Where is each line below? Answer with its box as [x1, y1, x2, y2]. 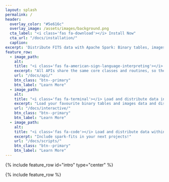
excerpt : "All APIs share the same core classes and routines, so [14, 69, 156, 74]
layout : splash [5, 7, 37, 13]
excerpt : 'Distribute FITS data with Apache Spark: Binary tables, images [5, 45, 165, 50]
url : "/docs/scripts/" [14, 139, 62, 144]
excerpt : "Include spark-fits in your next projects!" [14, 134, 132, 139]
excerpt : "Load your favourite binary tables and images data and [14, 101, 156, 106]
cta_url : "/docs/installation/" [10, 36, 78, 41]
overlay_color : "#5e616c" [10, 21, 64, 27]
